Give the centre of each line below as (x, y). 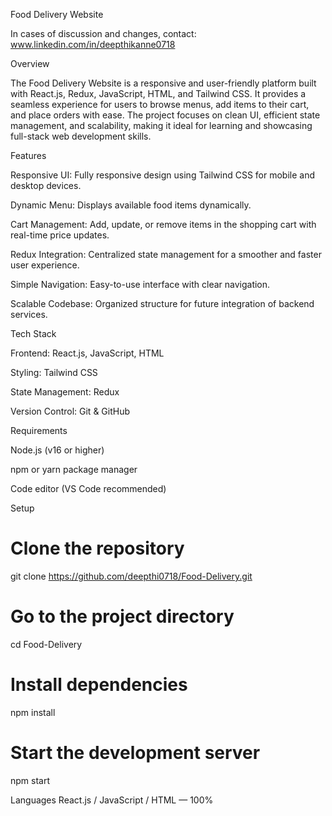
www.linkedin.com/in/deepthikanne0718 (93, 44)
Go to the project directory (122, 616)
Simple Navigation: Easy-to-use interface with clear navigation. (140, 284)
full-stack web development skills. (81, 136)
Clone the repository (97, 548)
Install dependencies (99, 685)
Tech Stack (33, 333)
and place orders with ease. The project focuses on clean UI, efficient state (165, 115)
